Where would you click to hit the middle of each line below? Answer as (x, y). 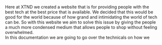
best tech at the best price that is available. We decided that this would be (79, 12)
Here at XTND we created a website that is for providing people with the (77, 7)
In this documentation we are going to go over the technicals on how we (77, 37)
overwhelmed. (19, 32)
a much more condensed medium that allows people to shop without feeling (81, 27)
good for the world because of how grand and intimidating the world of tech (81, 17)
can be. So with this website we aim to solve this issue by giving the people (81, 22)
